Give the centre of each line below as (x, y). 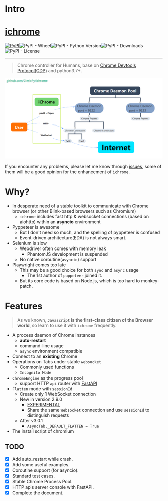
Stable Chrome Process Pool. (42, 481)
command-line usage (42, 346)
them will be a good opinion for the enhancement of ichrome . (68, 172)
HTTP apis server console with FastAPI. (53, 487)
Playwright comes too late (39, 265)
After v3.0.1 (31, 420)
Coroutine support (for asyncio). (45, 470)
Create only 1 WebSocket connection (58, 394)
